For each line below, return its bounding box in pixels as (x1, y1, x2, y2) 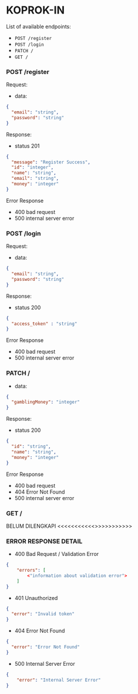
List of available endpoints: (6, 23, 72, 30)
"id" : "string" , (11, 444, 51, 450)
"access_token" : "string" (11, 321, 78, 327)
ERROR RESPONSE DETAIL (6, 537, 83, 545)
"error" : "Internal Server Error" (16, 677, 101, 683)
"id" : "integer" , (11, 165, 54, 170)
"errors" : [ (16, 568, 46, 574)
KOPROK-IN (6, 4, 65, 17)
